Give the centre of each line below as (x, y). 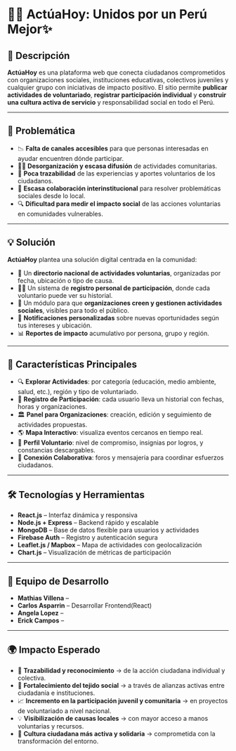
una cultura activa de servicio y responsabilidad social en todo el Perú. (111, 102)
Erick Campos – (41, 620)
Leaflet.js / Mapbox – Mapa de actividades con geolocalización (110, 545)
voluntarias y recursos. (51, 726)
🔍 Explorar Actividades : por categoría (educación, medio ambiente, (117, 381)
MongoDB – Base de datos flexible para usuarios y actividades (108, 530)
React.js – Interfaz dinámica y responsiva (78, 515)
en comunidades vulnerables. (60, 214)
